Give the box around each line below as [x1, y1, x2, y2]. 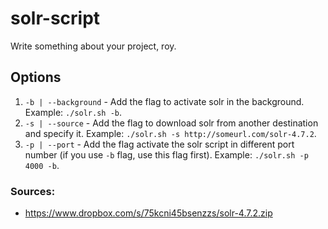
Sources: [10, 184, 56, 198]
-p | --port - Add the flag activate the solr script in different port [24, 138, 295, 150]
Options [10, 69, 62, 86]
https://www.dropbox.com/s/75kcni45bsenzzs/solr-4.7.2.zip [24, 207, 273, 219]
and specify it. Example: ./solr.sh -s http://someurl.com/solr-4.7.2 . [24, 127, 317, 139]
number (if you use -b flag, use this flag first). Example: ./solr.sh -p [24, 148, 309, 161]
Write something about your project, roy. [10, 40, 177, 52]
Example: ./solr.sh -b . [24, 106, 123, 118]
